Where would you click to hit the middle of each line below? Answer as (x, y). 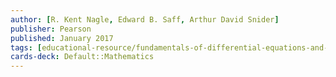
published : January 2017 (62, 38)
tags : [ (26, 47)
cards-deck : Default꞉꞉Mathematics (82, 57)
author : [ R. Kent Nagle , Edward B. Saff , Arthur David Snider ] (145, 19)
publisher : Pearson (51, 29)
